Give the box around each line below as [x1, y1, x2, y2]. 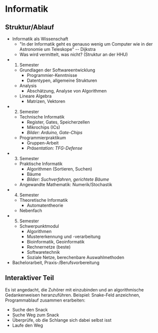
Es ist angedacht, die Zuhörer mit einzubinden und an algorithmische [5, 286, 144, 292]
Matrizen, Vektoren [26, 98, 66, 104]
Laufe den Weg [12, 322, 43, 328]
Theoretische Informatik [19, 197, 68, 203]
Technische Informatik [19, 114, 65, 119]
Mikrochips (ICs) [26, 124, 60, 130]
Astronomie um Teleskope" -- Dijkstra [19, 47, 96, 52]
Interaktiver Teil [5, 274, 54, 282]
